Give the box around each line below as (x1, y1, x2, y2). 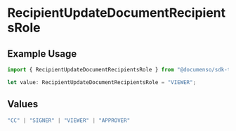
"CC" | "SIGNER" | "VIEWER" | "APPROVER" (7, 117, 131, 124)
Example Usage (7, 48, 77, 60)
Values (7, 98, 39, 110)
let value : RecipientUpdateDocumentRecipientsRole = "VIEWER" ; (7, 78, 197, 85)
